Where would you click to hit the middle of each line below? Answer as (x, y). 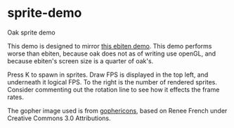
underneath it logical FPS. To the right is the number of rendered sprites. (112, 82)
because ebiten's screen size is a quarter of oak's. (80, 60)
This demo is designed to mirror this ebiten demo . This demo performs (110, 46)
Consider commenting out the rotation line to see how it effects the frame (113, 89)
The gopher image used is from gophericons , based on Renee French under (117, 110)
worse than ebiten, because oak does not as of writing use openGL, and (112, 53)
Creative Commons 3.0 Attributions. (59, 118)
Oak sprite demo (31, 32)
